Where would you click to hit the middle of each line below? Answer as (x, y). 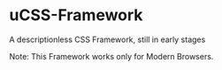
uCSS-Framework (76, 15)
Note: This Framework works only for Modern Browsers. (111, 56)
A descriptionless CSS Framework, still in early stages (107, 39)
